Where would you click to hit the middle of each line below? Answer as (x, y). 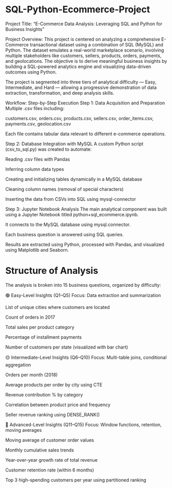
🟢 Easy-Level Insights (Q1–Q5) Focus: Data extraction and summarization (83, 295)
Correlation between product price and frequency (58, 405)
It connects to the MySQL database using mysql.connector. (68, 224)
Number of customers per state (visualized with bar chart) (67, 347)
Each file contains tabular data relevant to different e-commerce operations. (85, 134)
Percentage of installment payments (44, 337)
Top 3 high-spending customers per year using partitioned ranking (76, 480)
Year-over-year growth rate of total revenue (52, 460)
